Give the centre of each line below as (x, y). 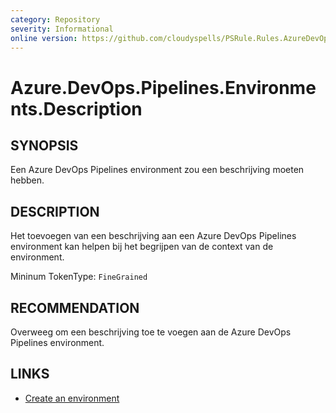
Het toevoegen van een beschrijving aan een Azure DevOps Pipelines (153, 236)
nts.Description (76, 108)
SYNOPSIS (44, 145)
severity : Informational (62, 29)
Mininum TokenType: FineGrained (79, 277)
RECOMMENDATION (75, 307)
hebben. (27, 180)
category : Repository (55, 19)
